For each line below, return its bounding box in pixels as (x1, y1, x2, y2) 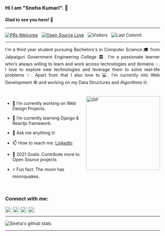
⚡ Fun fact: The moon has (12, 167, 65, 173)
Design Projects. (12, 106, 46, 112)
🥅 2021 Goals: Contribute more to (12, 151, 80, 157)
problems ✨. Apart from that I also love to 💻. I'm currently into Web (5, 72, 160, 78)
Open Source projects (12, 157, 57, 163)
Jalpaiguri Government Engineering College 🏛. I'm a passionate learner (5, 54, 160, 60)
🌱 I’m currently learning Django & (12, 115, 80, 121)
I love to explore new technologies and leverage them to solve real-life (5, 66, 160, 73)
